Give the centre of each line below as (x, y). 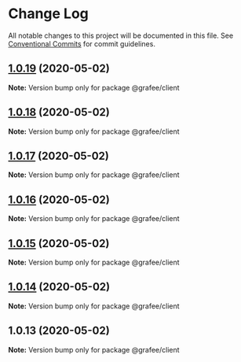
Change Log (48, 14)
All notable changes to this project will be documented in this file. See (121, 35)
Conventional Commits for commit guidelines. (82, 43)
